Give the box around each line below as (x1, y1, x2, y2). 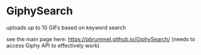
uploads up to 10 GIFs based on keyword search (6, 24, 126, 31)
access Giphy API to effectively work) (6, 42, 100, 49)
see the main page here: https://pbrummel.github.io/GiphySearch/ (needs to (6, 35, 196, 42)
